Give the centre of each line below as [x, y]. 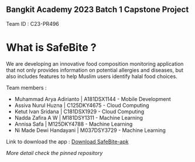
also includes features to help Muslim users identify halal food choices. [92, 76]
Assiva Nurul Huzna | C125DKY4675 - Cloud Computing [82, 105]
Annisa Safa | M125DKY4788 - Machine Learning [73, 124]
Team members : [26, 87]
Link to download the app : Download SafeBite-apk [67, 141]
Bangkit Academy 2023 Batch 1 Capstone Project [97, 10]
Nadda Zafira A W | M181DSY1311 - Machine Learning [79, 117]
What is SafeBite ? [51, 48]
